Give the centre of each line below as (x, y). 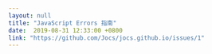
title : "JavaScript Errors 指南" (63, 23)
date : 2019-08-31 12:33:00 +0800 (66, 30)
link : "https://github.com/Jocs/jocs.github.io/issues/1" (106, 38)
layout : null (30, 15)
